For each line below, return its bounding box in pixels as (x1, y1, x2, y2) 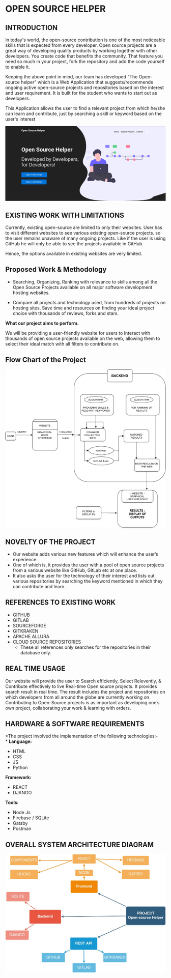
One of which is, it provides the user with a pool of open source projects (12, 562, 164, 568)
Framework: (5, 774, 32, 781)
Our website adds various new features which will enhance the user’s (12, 551, 159, 557)
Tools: (5, 799, 19, 806)
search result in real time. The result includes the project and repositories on (5, 688, 165, 695)
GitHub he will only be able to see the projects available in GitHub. (5, 241, 144, 247)
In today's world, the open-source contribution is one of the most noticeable (5, 37, 165, 43)
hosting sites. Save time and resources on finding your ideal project (12, 305, 154, 311)
